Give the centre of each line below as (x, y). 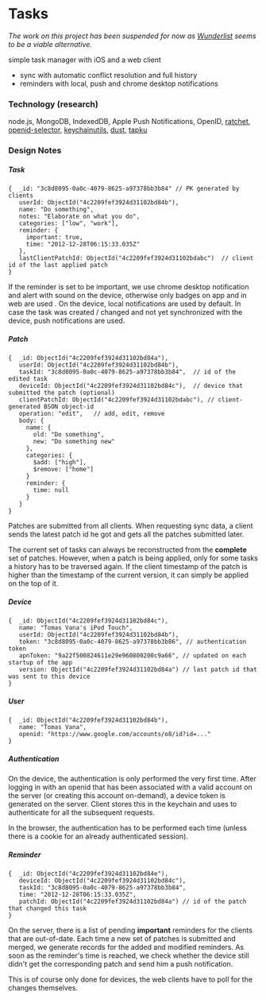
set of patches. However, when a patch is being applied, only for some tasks (133, 558)
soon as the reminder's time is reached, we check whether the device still (129, 955)
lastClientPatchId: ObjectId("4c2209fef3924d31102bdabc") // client (136, 258)
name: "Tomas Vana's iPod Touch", (76, 628)
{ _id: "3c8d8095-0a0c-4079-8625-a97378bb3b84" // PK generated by (124, 189)
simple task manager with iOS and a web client (85, 60)
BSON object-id (68, 407)
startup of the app (40, 663)
